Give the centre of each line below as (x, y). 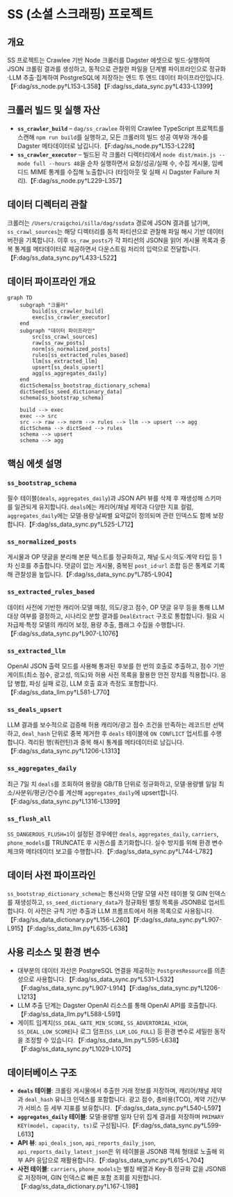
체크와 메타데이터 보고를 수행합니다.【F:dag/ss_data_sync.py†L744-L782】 (112, 851)
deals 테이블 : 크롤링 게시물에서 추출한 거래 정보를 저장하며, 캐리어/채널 (113, 1091)
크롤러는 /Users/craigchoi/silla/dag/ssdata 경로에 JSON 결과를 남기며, (109, 223)
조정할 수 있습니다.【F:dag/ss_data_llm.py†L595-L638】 (104, 1040)
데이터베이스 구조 (42, 1072)
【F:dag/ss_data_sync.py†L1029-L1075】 (76, 1049)
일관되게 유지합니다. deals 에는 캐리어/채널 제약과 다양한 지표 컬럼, (104, 507)
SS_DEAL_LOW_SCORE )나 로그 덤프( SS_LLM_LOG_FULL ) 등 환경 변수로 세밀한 (115, 1031)
